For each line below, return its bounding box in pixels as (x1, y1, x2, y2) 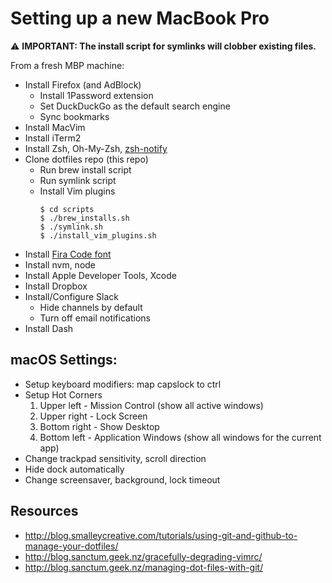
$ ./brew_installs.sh (39, 213, 130, 223)
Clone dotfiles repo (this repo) (24, 153, 149, 165)
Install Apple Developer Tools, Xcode (24, 269, 177, 281)
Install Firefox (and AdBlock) (24, 78, 142, 91)
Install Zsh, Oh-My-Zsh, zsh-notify (24, 142, 168, 154)
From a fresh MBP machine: (10, 59, 125, 71)
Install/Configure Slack (24, 290, 119, 302)
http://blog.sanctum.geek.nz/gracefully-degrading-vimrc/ (24, 550, 263, 562)
